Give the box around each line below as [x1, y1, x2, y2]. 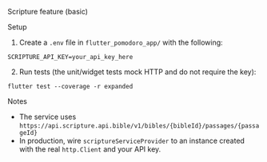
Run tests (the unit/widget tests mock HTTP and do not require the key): [18, 67, 257, 77]
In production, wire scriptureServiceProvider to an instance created [18, 136, 245, 145]
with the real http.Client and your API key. [18, 144, 161, 154]
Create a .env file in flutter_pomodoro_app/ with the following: [18, 38, 223, 47]
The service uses [18, 112, 77, 121]
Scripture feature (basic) [7, 7, 89, 16]
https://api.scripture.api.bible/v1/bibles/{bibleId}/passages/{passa [18, 122, 260, 130]
